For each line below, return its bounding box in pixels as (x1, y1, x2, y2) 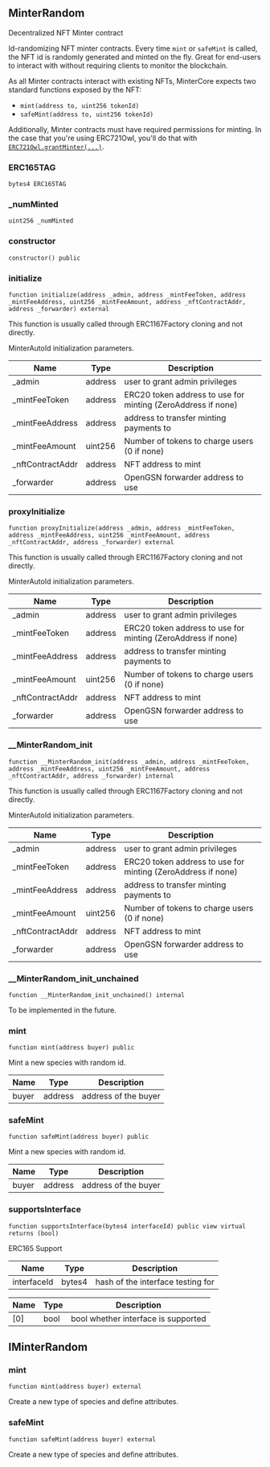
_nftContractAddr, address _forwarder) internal (8, 771, 174, 780)
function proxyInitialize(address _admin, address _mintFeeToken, (8, 524, 235, 533)
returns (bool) (8, 1229, 59, 1237)
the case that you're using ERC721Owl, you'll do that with (8, 133, 198, 143)
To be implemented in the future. (8, 1005, 117, 1015)
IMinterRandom (8, 1340, 88, 1354)
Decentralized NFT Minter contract (8, 27, 124, 37)
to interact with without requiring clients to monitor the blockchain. (8, 60, 228, 70)
